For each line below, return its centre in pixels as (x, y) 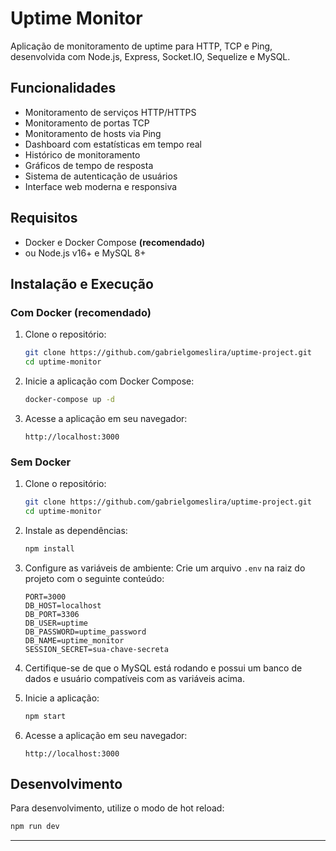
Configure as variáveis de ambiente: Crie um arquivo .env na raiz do (165, 568)
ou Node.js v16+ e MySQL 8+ (85, 253)
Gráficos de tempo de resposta (89, 165)
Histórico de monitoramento (82, 154)
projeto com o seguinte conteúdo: (94, 578)
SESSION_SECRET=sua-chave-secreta (96, 649)
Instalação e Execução (82, 283)
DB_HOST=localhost (63, 605)
